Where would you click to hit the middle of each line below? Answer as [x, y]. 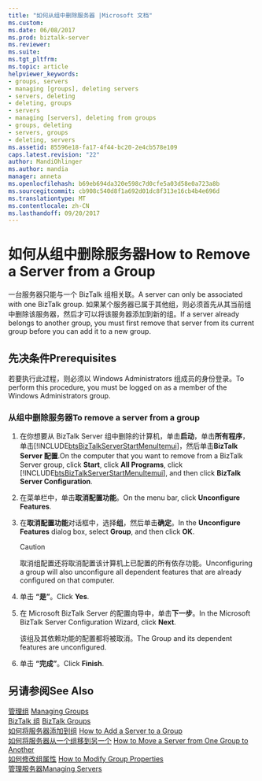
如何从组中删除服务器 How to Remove [129, 255]
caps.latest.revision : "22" [54, 154]
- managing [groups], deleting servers [74, 89]
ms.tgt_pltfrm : [33, 60]
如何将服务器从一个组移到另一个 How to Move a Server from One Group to [128, 741]
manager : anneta [35, 177]
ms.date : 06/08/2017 [42, 30]
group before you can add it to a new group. [80, 331]
